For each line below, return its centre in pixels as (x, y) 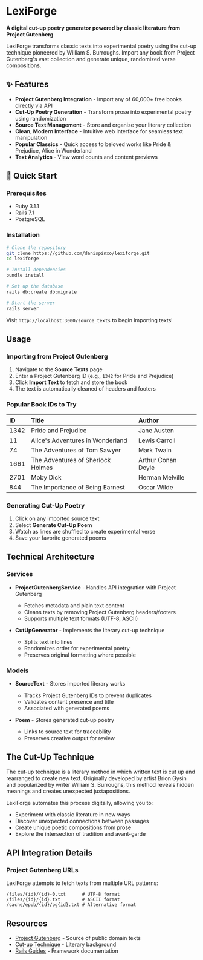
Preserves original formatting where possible (80, 655)
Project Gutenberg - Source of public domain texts (78, 938)
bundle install (25, 276)
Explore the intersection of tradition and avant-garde (80, 833)
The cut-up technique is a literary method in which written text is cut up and (101, 772)
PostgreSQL (30, 219)
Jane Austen (156, 430)
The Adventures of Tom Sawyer (76, 450)
